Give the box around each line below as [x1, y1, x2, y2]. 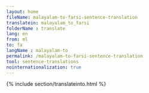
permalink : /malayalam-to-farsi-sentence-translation [6, 53, 144, 59]
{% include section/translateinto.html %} [6, 80, 107, 88]
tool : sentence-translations [6, 58, 79, 64]
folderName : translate [6, 25, 66, 32]
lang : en [6, 31, 28, 37]
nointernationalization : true [6, 64, 82, 70]
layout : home [6, 8, 39, 15]
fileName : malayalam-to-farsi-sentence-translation [6, 14, 138, 20]
